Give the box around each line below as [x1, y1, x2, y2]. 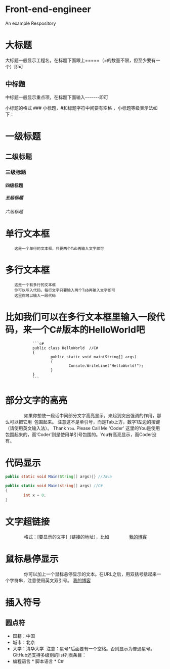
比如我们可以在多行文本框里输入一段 [5, 311, 156, 323]
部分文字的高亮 [5, 395, 68, 406]
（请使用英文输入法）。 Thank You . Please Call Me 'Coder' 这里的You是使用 [5, 425, 160, 431]
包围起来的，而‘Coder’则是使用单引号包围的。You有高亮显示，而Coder [5, 431, 152, 438]
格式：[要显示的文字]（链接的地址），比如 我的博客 [24, 534, 147, 540]
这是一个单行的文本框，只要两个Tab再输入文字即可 [14, 246, 104, 251]
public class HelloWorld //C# [32, 345, 99, 351]
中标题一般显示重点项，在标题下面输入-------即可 [5, 94, 109, 100]
